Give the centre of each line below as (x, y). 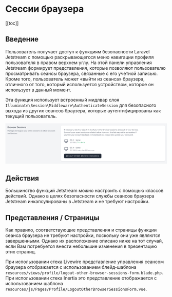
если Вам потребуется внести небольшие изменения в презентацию (81, 246)
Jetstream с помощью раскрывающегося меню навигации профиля (80, 57)
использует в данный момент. (39, 90)
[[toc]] (12, 23)
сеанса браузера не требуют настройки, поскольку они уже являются (83, 235)
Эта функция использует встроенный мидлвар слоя (62, 100)
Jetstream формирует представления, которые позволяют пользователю (85, 68)
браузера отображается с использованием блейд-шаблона (71, 267)
